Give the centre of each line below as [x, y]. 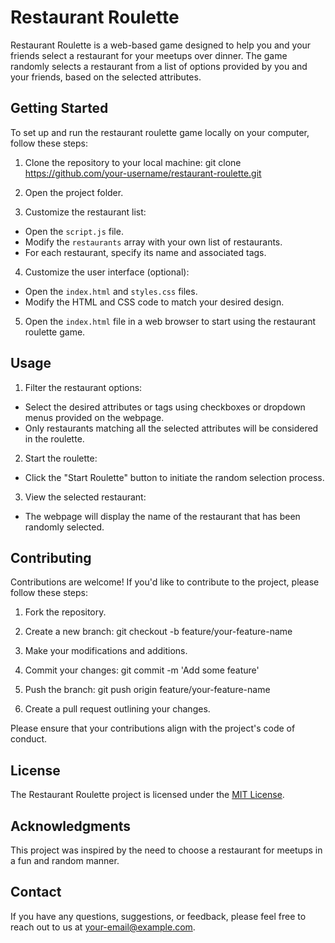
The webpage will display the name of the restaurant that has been [162, 516]
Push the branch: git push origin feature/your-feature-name [147, 690]
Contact [36, 892]
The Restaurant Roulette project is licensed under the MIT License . [147, 795]
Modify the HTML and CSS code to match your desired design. [154, 302]
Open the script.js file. [74, 231]
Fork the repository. [65, 612]
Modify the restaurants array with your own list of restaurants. [153, 242]
